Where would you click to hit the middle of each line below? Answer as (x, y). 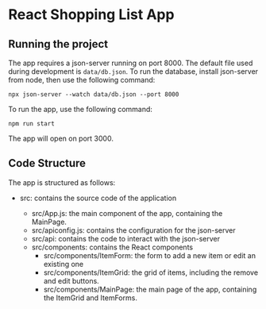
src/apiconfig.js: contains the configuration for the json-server (133, 230)
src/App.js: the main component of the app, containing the (127, 213)
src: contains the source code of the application (98, 198)
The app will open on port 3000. (61, 138)
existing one (64, 264)
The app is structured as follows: (62, 182)
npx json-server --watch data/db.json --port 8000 (94, 95)
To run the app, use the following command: (81, 109)
